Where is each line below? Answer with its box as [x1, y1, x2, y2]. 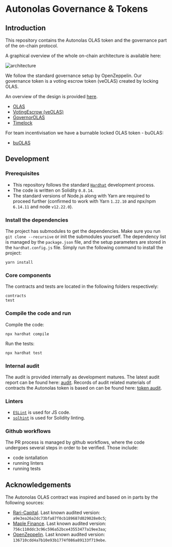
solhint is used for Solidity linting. [12, 415, 85, 421]
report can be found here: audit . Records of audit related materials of [5, 379, 151, 386]
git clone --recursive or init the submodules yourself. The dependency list [5, 233, 166, 240]
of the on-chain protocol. [5, 43, 58, 49]
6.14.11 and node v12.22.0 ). [12, 204, 73, 210]
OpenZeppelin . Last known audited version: [12, 532, 105, 538]
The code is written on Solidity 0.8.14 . [12, 187, 94, 193]
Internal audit [5, 362, 40, 369]
